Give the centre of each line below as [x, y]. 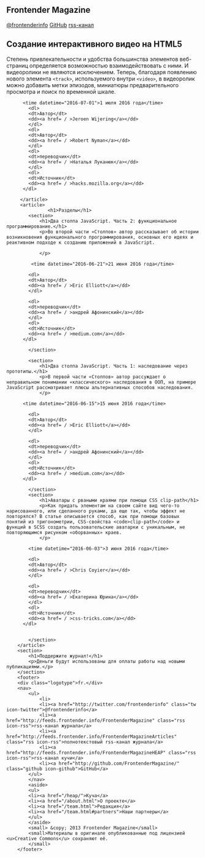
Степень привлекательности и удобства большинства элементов [92, 59]
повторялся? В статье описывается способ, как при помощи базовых [93, 516]
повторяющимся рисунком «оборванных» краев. [64, 532]
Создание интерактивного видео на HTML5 [94, 44]
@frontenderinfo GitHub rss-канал [50, 25]
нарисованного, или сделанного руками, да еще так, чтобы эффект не [96, 511]
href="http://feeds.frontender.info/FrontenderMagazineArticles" [91, 736]
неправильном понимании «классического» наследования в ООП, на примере [101, 382]
